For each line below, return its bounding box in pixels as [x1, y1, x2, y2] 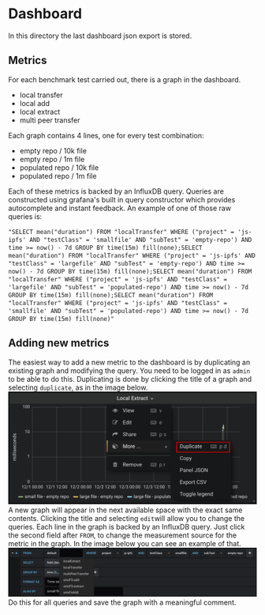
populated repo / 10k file [19, 163, 99, 172]
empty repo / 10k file [19, 145, 87, 155]
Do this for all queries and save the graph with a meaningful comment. [8, 598, 237, 607]
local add [19, 98, 50, 108]
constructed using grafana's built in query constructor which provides [8, 194, 236, 204]
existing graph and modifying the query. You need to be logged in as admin [8, 365, 251, 375]
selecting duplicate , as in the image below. [8, 383, 148, 392]
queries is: [8, 211, 43, 221]
